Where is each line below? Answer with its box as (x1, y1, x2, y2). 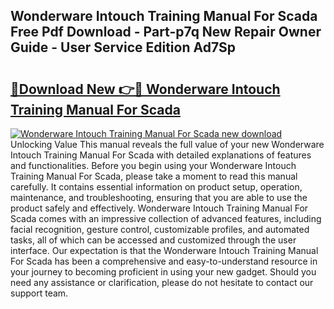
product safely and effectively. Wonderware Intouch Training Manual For (10, 202, 309, 214)
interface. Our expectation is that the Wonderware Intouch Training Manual (10, 245, 319, 256)
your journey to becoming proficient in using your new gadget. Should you (10, 266, 317, 278)
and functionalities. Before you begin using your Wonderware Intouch (10, 160, 297, 171)
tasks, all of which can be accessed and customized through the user (10, 234, 297, 246)
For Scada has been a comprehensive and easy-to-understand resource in (10, 255, 318, 267)
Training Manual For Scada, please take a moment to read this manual (10, 170, 298, 182)
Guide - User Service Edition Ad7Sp (10, 39, 237, 56)
